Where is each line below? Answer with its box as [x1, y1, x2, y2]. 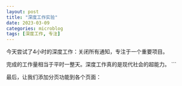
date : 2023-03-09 [6, 20, 50, 26]
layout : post [6, 8, 39, 15]
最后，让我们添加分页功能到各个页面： [6, 73, 101, 81]
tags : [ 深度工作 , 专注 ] [6, 31, 61, 37]
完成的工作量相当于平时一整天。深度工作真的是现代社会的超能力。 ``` [6, 61, 177, 68]
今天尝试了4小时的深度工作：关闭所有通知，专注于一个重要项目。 [6, 48, 169, 56]
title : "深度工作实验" [6, 14, 58, 20]
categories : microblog [6, 25, 63, 32]
